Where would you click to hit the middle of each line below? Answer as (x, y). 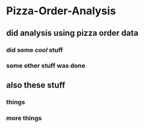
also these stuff (36, 85)
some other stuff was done (46, 65)
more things (24, 118)
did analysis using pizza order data (72, 33)
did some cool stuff (35, 50)
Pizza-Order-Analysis (61, 11)
